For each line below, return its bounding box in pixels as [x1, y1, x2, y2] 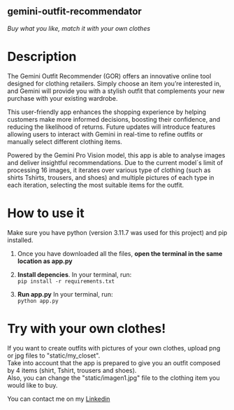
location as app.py [17, 257, 73, 265]
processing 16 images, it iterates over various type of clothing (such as [7, 166, 211, 174]
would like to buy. [7, 381, 58, 389]
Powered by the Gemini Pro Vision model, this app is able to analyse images [7, 150, 226, 160]
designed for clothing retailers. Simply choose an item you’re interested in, [7, 79, 221, 87]
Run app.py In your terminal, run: [17, 290, 113, 298]
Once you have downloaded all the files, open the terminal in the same [17, 249, 223, 257]
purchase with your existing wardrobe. [7, 94, 118, 102]
